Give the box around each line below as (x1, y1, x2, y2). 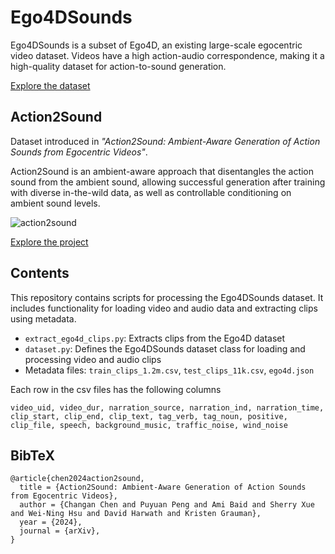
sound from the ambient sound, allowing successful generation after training (10, 176, 326, 188)
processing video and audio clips (24, 353, 162, 365)
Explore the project (10, 236, 89, 248)
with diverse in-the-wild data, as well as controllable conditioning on (10, 186, 292, 198)
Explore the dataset (10, 79, 91, 91)
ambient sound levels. (10, 197, 101, 209)
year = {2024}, (19, 517, 83, 528)
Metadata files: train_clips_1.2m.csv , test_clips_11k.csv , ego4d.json (24, 364, 315, 376)
